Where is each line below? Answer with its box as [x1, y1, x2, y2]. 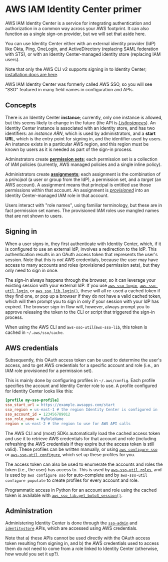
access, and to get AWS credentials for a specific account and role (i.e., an [5, 362, 159, 368]
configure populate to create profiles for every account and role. [5, 477, 139, 483]
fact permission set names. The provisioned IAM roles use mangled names [5, 207, 159, 214]
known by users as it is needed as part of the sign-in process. [5, 146, 132, 152]
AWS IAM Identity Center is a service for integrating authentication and [5, 20, 151, 26]
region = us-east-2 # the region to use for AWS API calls [5, 421, 131, 426]
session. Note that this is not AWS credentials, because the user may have [5, 257, 158, 263]
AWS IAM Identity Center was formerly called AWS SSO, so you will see [5, 81, 152, 87]
